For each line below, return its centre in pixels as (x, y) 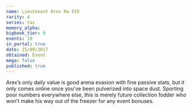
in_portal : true (26, 44)
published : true (26, 66)
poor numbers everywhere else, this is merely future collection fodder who (96, 95)
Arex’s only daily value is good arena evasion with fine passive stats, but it (95, 82)
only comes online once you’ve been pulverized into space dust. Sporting (95, 89)
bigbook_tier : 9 (26, 33)
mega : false (20, 60)
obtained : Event (26, 55)
